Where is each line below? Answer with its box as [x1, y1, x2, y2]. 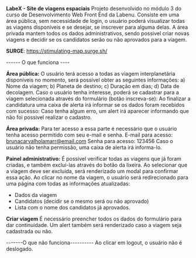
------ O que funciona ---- [6, 59, 70, 66]
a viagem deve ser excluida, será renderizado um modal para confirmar [6, 168, 178, 175]
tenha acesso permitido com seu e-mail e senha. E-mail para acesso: [6, 131, 173, 138]
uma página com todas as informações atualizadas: [6, 180, 130, 187]
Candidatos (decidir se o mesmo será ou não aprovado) [14, 198, 149, 205]
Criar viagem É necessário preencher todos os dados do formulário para [6, 215, 182, 222]
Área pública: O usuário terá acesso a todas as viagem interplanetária [6, 70, 176, 77]
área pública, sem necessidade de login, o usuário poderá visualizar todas [6, 18, 185, 24]
